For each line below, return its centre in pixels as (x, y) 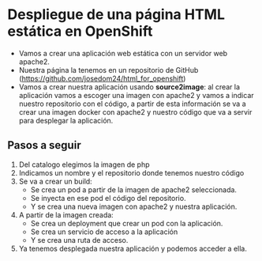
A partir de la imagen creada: (66, 214)
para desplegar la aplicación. (66, 120)
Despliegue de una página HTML (116, 15)
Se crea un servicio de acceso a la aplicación (104, 232)
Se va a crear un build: (55, 181)
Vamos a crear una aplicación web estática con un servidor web (123, 53)
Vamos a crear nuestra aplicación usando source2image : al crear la (129, 87)
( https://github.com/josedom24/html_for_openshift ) (102, 78)
